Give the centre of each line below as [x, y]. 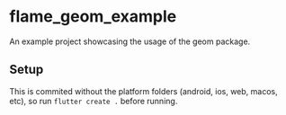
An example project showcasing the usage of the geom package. [130, 41]
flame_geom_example [93, 17]
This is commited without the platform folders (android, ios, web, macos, [144, 91]
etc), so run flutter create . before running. [94, 101]
